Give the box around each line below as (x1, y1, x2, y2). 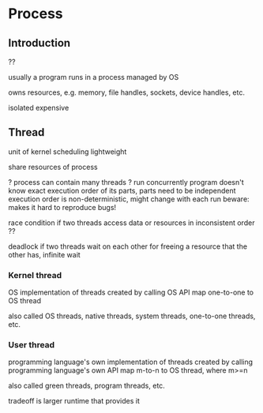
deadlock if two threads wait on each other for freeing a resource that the (8, 242, 247, 251)
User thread (8, 340, 55, 351)
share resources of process (8, 162, 98, 171)
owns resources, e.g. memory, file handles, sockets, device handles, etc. (8, 88, 245, 97)
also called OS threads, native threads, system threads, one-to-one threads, (8, 311, 256, 321)
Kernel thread (8, 269, 62, 280)
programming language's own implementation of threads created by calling (8, 357, 254, 367)
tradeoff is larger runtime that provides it (8, 396, 140, 406)
